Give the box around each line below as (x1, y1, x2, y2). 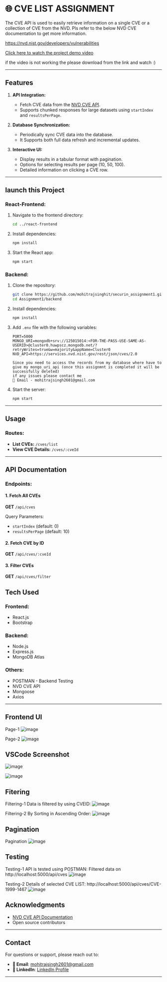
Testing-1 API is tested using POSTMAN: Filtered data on (5, 866, 121, 872)
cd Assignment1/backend (12, 297, 62, 302)
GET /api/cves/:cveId (5, 551, 51, 557)
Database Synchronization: (12, 122, 71, 128)
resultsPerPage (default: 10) (12, 529, 70, 535)
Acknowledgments (5, 901, 66, 909)
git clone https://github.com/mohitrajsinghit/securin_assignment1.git (12, 292, 164, 297)
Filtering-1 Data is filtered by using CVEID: (5, 801, 91, 807)
